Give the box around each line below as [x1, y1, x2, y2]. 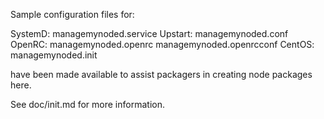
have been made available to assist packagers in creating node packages [10, 69, 313, 80]
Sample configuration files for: [10, 9, 135, 20]
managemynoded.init [10, 49, 98, 61]
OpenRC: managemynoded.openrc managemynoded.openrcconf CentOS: [10, 39, 315, 50]
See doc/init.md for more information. [10, 99, 165, 110]
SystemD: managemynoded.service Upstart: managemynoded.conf [10, 28, 289, 39]
